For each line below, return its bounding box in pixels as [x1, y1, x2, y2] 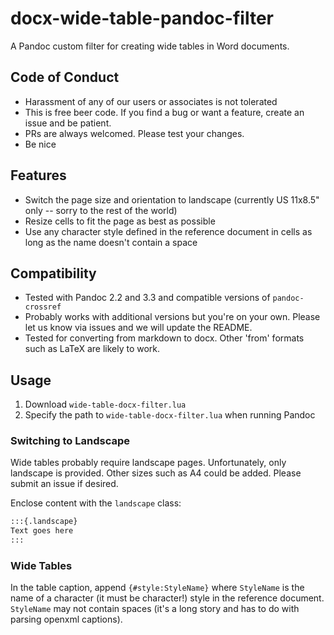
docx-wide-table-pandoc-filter [10, 7, 274, 30]
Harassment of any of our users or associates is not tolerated [24, 95, 278, 107]
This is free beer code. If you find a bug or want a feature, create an [24, 106, 305, 118]
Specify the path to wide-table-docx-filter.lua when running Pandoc [24, 409, 316, 421]
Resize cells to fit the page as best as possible [24, 215, 216, 227]
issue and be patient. [24, 117, 112, 129]
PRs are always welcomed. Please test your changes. [24, 127, 245, 139]
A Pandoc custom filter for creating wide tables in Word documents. [10, 40, 290, 52]
